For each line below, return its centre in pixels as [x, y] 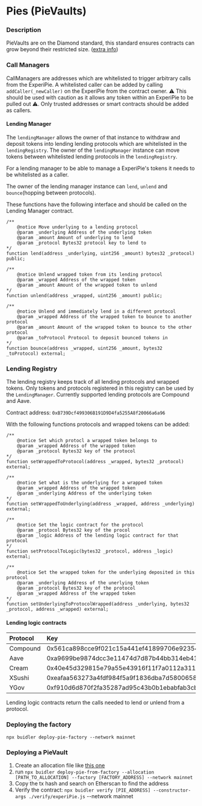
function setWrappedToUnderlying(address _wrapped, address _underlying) [101, 504]
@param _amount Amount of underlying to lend [75, 237]
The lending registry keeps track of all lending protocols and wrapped [93, 382]
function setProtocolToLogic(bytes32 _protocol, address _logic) [90, 551]
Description [24, 30]
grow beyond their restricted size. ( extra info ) [62, 49]
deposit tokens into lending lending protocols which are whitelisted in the [97, 143]
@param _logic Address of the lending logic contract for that [98, 536]
